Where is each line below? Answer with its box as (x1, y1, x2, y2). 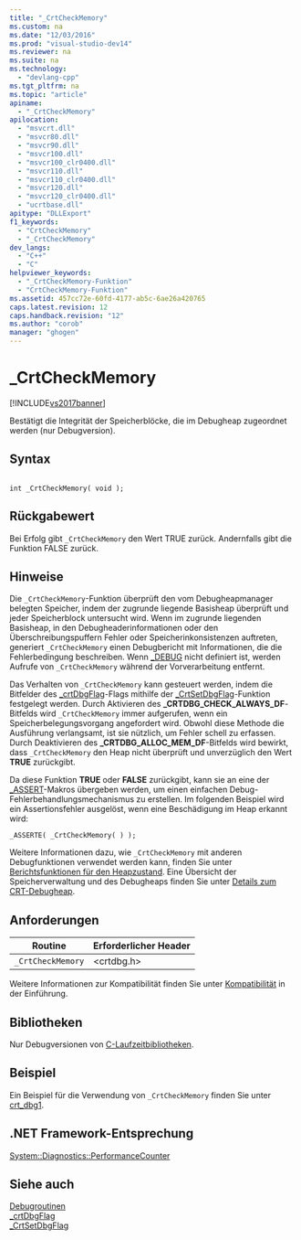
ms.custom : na (9, 22, 64, 31)
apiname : (9, 98, 43, 108)
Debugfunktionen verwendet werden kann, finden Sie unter (9, 857, 233, 868)
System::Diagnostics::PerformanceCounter (9, 1149, 171, 1161)
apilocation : (9, 115, 59, 124)
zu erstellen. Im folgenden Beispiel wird (136, 794, 285, 805)
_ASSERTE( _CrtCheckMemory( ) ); (9, 831, 137, 840)
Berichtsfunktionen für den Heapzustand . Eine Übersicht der (9, 866, 237, 878)
